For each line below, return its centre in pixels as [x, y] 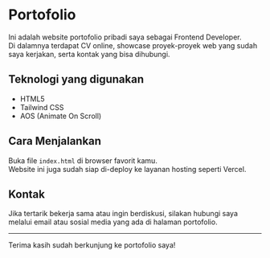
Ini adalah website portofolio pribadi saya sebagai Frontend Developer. [125, 37]
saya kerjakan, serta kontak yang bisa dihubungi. [89, 54]
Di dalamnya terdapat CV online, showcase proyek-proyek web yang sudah [133, 45]
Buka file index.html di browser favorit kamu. [83, 160]
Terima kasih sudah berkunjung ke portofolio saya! [92, 245]
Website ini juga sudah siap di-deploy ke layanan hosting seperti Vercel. [127, 169]
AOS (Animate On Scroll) [61, 116]
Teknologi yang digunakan [76, 79]
